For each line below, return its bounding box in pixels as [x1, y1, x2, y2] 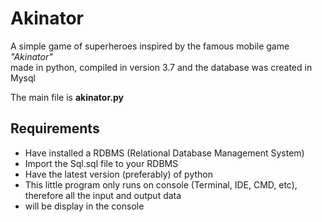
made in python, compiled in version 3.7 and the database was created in [10, 61, 313, 73]
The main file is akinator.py [10, 91, 124, 103]
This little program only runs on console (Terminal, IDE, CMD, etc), [24, 178, 298, 191]
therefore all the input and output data [24, 189, 182, 201]
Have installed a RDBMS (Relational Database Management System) [24, 147, 305, 159]
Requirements [10, 120, 100, 137]
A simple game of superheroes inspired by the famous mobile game [10, 40, 290, 52]
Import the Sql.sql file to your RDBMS [24, 157, 179, 169]
